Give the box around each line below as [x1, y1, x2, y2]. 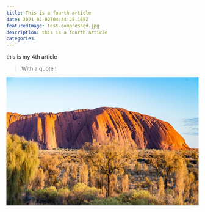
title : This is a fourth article [6, 10, 92, 16]
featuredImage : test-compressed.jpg [6, 23, 99, 29]
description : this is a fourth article [6, 29, 108, 35]
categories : [6, 35, 37, 42]
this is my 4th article [6, 53, 57, 60]
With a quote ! [21, 65, 57, 73]
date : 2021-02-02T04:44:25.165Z [6, 16, 88, 23]
